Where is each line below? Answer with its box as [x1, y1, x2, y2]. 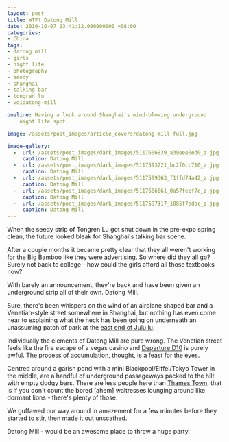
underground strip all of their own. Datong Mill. [7, 288, 139, 297]
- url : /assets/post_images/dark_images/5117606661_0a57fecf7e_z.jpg [13, 187, 219, 194]
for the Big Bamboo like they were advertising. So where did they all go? [7, 253, 210, 261]
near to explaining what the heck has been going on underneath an [7, 316, 197, 324]
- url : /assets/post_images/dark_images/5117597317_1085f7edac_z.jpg [13, 200, 219, 207]
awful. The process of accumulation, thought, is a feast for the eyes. [7, 351, 200, 360]
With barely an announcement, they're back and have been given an [7, 281, 200, 289]
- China [7, 36, 29, 42]
